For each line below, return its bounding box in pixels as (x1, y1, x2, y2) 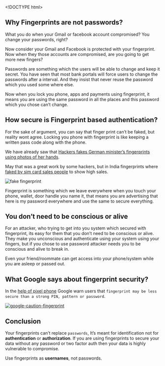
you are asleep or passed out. (5, 261, 65, 267)
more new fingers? (5, 56, 43, 62)
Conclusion (5, 317, 41, 325)
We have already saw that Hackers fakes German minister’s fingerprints (5, 149, 150, 155)
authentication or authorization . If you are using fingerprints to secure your (5, 336, 160, 341)
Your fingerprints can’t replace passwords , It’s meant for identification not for (5, 330, 159, 336)
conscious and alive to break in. (5, 246, 70, 252)
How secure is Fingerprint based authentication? (5, 116, 158, 124)
